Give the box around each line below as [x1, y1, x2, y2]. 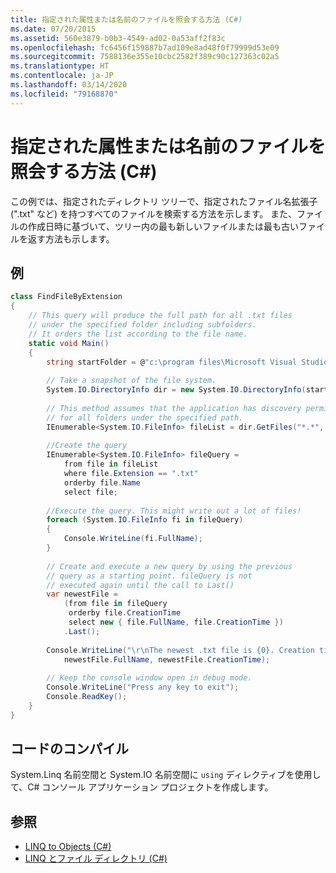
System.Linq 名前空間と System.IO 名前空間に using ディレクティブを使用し [10, 769, 322, 781]
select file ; [63, 487, 118, 497]
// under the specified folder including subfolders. [28, 320, 257, 330]
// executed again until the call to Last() [46, 580, 235, 590]
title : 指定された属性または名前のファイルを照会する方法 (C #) [10, 14, 243, 25]
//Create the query [46, 441, 128, 451]
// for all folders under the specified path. [46, 412, 244, 423]
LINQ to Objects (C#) [24, 841, 112, 853]
